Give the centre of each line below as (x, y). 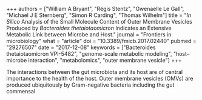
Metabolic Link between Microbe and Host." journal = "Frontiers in (89, 35)
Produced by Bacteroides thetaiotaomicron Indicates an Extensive (89, 28)
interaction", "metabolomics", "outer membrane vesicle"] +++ (105, 60)
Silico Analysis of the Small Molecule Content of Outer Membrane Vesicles (99, 22)
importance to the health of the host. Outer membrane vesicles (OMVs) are (100, 78)
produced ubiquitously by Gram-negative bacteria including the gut (90, 85)
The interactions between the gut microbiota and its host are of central (95, 72)
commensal (21, 91)
